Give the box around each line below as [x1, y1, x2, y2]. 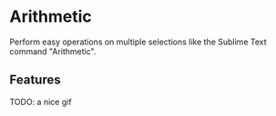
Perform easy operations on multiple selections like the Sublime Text [9, 36, 267, 47]
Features [9, 72, 61, 88]
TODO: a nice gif [9, 96, 72, 107]
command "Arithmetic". [9, 45, 97, 56]
